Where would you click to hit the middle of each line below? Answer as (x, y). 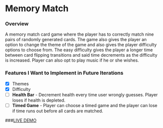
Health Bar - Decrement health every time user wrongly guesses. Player (85, 95)
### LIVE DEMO (21, 121)
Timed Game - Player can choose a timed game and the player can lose (85, 105)
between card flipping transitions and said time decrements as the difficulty (81, 55)
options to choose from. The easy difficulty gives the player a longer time (79, 50)
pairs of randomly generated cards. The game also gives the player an (76, 40)
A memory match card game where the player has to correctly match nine (80, 34)
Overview (17, 24)
